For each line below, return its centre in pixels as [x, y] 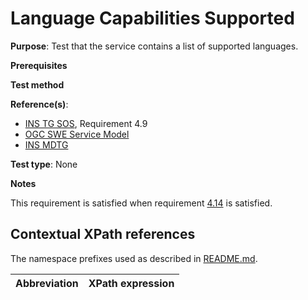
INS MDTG [46, 144]
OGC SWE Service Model [77, 134]
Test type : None [44, 164]
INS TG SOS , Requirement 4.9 [86, 123]
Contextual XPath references [103, 234]
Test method [37, 84]
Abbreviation [47, 283]
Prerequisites [39, 65]
